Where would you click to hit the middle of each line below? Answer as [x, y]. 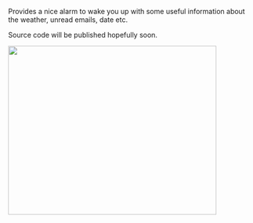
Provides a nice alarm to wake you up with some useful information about [127, 11]
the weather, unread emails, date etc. [68, 20]
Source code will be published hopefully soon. [83, 35]
